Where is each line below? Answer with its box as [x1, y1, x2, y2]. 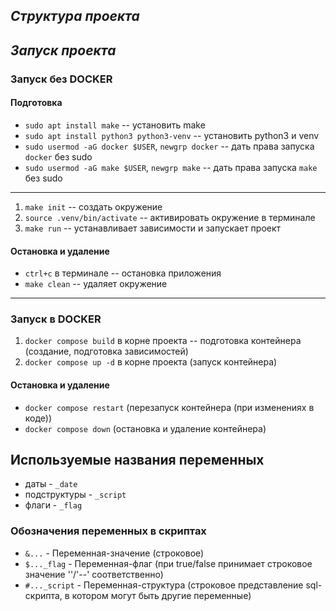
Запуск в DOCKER [10, 312, 102, 326]
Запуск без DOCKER [10, 72, 113, 86]
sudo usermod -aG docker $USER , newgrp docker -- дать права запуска [24, 140, 315, 152]
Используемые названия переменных [10, 452, 265, 468]
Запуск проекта [10, 42, 117, 59]
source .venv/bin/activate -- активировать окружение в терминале [24, 211, 316, 223]
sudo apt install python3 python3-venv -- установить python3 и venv [24, 129, 320, 141]
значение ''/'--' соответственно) [24, 568, 164, 580]
